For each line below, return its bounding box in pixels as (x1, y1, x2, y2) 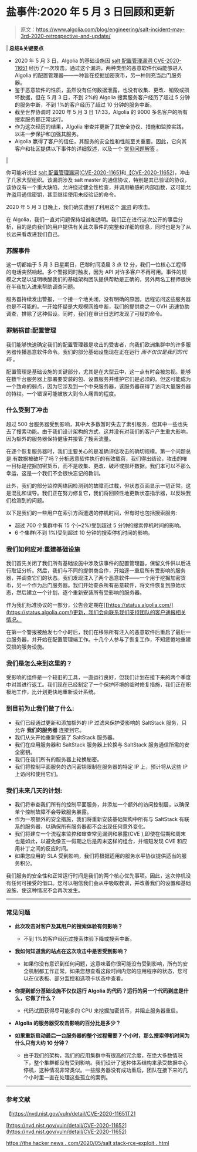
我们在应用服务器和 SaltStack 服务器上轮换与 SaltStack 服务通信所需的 (14, 741, 185, 748)
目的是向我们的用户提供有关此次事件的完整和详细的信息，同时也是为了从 (16, 223, 191, 230)
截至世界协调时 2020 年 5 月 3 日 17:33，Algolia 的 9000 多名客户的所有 (14, 108, 188, 115)
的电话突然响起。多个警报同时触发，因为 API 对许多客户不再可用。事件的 (6, 268, 182, 276)
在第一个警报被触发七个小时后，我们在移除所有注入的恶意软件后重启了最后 (6, 629, 186, 636)
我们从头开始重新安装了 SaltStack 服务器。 (14, 734, 118, 741)
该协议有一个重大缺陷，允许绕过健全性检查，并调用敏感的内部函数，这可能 (6, 183, 186, 191)
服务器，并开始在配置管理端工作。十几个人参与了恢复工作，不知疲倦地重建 (11, 636, 191, 643)
